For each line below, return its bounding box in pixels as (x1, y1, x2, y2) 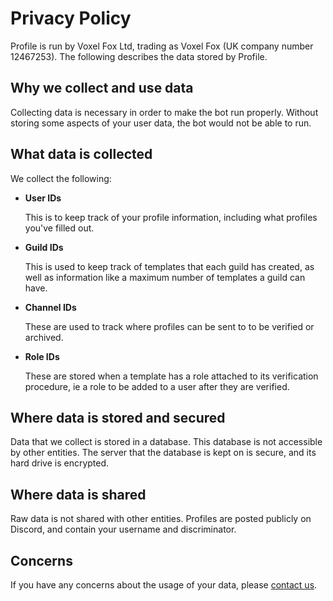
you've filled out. (24, 222, 95, 234)
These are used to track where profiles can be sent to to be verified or (24, 320, 315, 332)
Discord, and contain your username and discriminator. (10, 523, 237, 536)
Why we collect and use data (10, 80, 194, 97)
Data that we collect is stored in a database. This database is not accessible (10, 436, 323, 448)
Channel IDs (24, 301, 77, 313)
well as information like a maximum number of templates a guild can (24, 271, 306, 283)
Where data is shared (10, 486, 147, 503)
